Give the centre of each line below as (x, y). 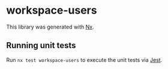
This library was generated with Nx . (50, 27)
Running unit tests (41, 46)
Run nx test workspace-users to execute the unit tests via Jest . (84, 59)
